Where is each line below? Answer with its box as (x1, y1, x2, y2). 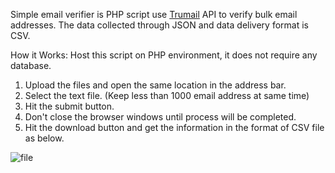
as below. (24, 132, 65, 144)
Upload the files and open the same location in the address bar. (24, 79, 287, 91)
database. (10, 60, 52, 71)
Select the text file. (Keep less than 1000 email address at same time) (24, 90, 310, 101)
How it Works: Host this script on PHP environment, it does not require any (10, 49, 318, 61)
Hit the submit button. (24, 100, 115, 112)
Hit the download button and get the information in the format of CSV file (24, 122, 325, 133)
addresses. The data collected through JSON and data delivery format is (10, 19, 309, 31)
